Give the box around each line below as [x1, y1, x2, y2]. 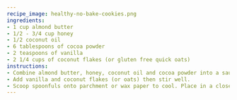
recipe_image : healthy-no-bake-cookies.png [6, 10, 137, 18]
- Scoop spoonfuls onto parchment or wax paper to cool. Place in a [6, 82, 213, 89]
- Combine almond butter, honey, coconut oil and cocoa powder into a [6, 69, 219, 76]
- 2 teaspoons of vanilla [6, 50, 83, 57]
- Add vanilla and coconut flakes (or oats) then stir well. [6, 75, 191, 83]
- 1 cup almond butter [6, 23, 74, 30]
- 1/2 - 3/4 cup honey [6, 30, 74, 37]
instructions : [6, 63, 49, 70]
